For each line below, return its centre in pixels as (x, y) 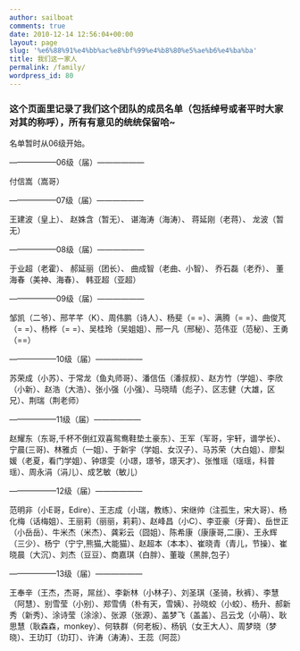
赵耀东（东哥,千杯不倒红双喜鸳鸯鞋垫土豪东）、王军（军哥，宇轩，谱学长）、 (147, 438)
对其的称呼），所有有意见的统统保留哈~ (92, 122)
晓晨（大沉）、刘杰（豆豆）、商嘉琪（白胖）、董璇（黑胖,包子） (122, 554)
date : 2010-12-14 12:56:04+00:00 (71, 34)
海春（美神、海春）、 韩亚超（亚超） (75, 280)
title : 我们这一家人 (43, 59)
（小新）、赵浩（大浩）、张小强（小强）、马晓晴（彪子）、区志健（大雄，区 (142, 389)
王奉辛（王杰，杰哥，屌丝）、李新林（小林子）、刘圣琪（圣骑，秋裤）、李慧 (144, 593)
